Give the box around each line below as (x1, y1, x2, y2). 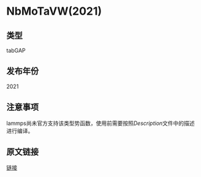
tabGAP (6, 47, 26, 54)
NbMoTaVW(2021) (6, 4, 102, 18)
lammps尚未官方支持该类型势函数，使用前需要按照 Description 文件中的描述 (6, 119, 195, 127)
